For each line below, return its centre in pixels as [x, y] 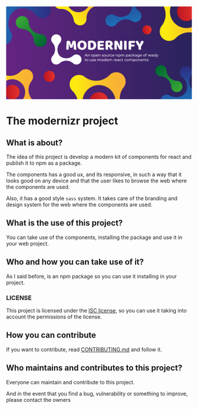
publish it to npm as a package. [44, 163]
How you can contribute [51, 335]
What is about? [34, 143]
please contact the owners [38, 400]
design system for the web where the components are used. [79, 204]
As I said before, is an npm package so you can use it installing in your [92, 276]
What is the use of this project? [65, 223]
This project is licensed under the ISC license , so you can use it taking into [96, 310]
